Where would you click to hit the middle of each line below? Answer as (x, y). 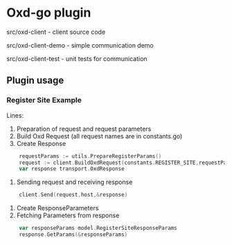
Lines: (15, 115)
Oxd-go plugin (49, 13)
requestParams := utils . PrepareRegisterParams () (90, 156)
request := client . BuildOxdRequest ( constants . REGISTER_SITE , (109, 163)
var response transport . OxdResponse (72, 169)
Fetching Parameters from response (68, 215)
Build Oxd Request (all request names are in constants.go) (99, 136)
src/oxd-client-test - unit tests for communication (77, 58)
